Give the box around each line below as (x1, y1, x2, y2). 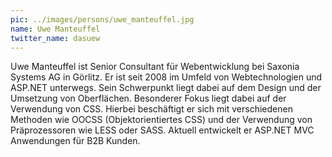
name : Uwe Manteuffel (10, 24, 101, 34)
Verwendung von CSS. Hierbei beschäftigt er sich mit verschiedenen (10, 103, 293, 115)
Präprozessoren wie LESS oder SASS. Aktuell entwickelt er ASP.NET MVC (10, 124, 315, 136)
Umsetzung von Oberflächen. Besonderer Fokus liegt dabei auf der (10, 92, 287, 105)
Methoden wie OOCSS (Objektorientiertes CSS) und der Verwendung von (10, 114, 313, 126)
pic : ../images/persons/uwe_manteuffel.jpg (10, 14, 195, 25)
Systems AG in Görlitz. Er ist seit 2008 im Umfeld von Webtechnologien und (10, 71, 323, 83)
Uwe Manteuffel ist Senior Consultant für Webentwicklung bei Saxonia (10, 61, 300, 73)
